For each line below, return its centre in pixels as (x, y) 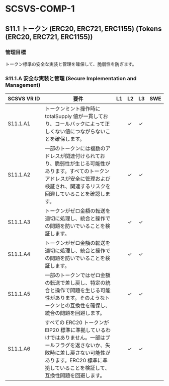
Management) (23, 85)
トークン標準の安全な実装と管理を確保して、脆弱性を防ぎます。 (71, 64)
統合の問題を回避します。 (75, 313)
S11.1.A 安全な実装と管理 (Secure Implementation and (71, 78)
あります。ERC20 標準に (74, 360)
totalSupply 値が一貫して (74, 117)
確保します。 (70, 139)
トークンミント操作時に (73, 109)
